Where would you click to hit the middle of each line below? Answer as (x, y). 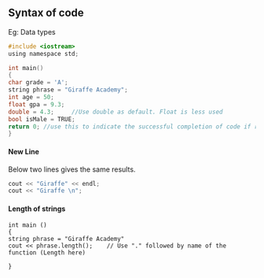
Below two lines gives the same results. (72, 169)
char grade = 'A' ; (38, 83)
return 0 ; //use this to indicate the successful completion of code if (130, 126)
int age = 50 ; (31, 98)
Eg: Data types (32, 32)
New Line (24, 151)
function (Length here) (47, 253)
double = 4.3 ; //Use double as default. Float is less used (115, 112)
